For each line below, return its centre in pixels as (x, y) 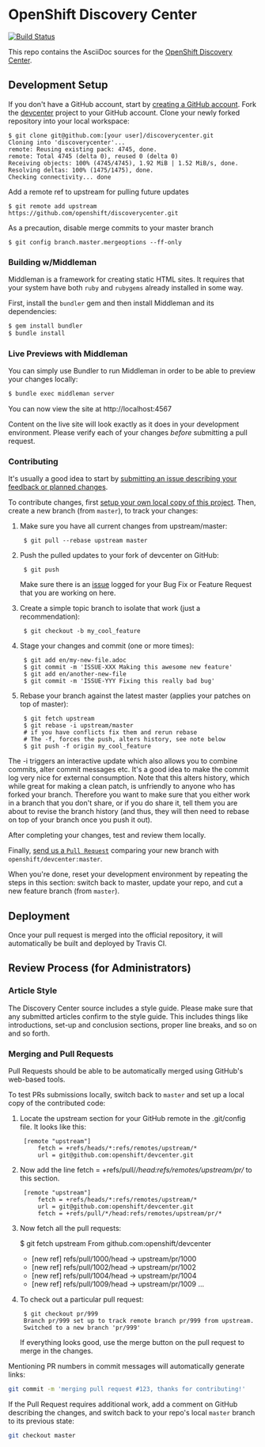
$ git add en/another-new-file (75, 674)
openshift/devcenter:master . (55, 859)
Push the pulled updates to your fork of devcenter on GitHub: (119, 555)
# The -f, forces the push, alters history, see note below (125, 740)
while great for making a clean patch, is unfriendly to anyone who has (122, 786)
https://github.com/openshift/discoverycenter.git (93, 213)
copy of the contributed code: (57, 1103)
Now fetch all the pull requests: (70, 1229)
